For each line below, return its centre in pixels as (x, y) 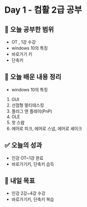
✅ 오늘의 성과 (23, 146)
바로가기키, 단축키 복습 (33, 199)
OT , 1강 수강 (24, 42)
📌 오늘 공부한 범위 (29, 29)
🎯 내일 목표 (20, 181)
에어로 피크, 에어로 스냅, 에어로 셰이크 (47, 128)
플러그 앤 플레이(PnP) (32, 111)
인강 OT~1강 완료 (27, 158)
